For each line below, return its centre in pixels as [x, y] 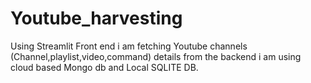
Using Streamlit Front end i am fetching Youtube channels [129, 46]
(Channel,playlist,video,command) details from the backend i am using [156, 56]
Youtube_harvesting [96, 18]
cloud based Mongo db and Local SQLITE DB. [104, 67]
